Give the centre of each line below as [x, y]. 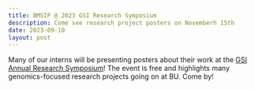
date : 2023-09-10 [37, 30]
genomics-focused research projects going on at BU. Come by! [111, 76]
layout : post [30, 37]
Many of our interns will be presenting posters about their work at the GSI [127, 60]
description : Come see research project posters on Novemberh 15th [122, 23]
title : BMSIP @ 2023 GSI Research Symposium [82, 15]
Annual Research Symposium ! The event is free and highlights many [119, 69]
